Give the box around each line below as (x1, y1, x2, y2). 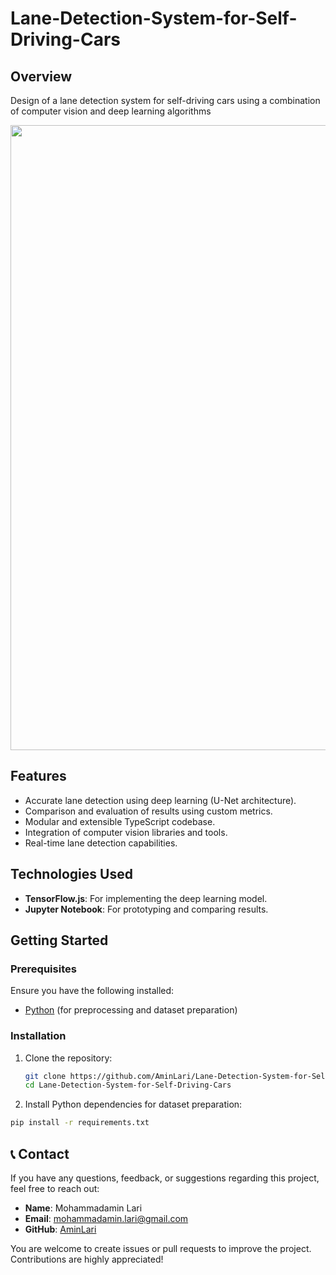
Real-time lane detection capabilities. (24, 837, 178, 849)
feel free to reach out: (10, 1183, 100, 1195)
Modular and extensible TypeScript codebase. (24, 815, 216, 827)
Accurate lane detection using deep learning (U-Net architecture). (24, 794, 297, 806)
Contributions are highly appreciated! (10, 1253, 164, 1266)
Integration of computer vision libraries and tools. (24, 826, 228, 838)
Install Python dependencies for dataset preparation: (24, 1098, 243, 1111)
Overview (10, 68, 73, 85)
